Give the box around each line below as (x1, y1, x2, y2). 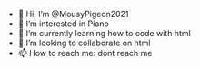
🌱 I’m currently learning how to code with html (17, 28, 191, 38)
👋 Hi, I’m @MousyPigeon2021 (17, 9, 129, 19)
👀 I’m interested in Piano (17, 18, 109, 29)
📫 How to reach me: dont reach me (17, 48, 153, 58)
